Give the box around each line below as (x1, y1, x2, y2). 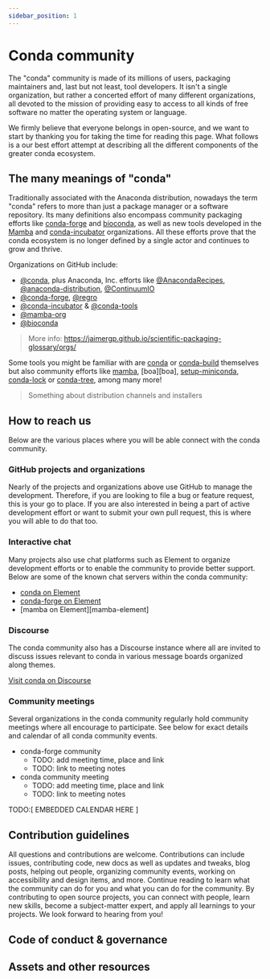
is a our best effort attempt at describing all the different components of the (8, 140, 259, 150)
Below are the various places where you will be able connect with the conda (8, 435, 260, 445)
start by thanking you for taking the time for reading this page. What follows (8, 131, 259, 141)
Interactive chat (8, 537, 72, 548)
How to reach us (8, 413, 92, 427)
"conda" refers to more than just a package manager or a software (8, 202, 229, 212)
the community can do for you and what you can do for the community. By (8, 884, 255, 894)
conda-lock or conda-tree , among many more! (8, 375, 162, 385)
